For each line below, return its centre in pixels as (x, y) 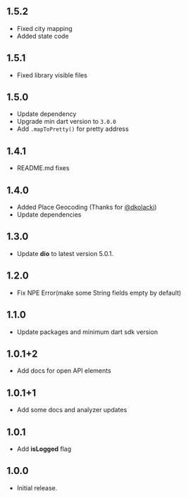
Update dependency (46, 114)
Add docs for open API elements (64, 371)
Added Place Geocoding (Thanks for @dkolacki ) (87, 207)
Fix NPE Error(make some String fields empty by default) (99, 293)
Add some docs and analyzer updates (72, 410)
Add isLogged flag (44, 449)
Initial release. (37, 487)
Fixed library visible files (52, 75)
